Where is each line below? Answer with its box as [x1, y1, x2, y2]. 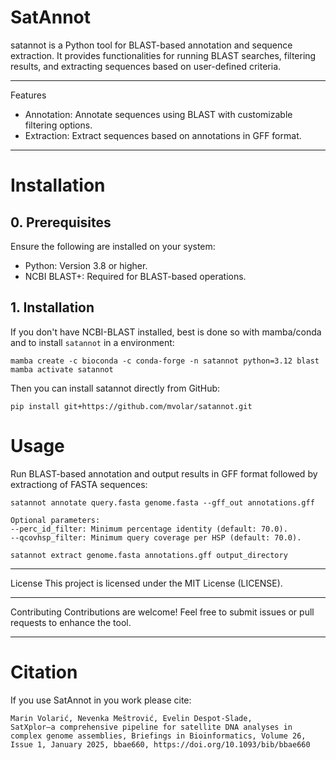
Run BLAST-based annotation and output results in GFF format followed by [10, 467, 318, 480]
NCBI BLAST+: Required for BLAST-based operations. [24, 270, 247, 282]
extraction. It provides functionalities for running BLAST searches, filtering [10, 49, 317, 61]
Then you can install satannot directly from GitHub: [10, 382, 221, 394]
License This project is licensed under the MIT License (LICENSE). [10, 577, 283, 589]
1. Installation [10, 299, 95, 316]
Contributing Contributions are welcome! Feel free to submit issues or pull [10, 606, 315, 618]
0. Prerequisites [10, 214, 112, 231]
